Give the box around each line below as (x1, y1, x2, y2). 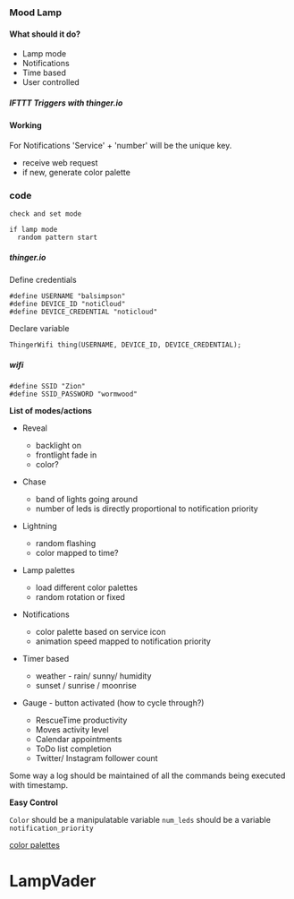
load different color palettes (35, 582, 139, 593)
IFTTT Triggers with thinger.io (9, 97, 123, 108)
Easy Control (9, 797, 58, 808)
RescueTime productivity (35, 715, 128, 725)
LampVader (9, 871, 97, 892)
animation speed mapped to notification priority (35, 636, 212, 646)
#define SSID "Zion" (9, 381, 87, 390)
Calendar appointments (35, 733, 122, 744)
